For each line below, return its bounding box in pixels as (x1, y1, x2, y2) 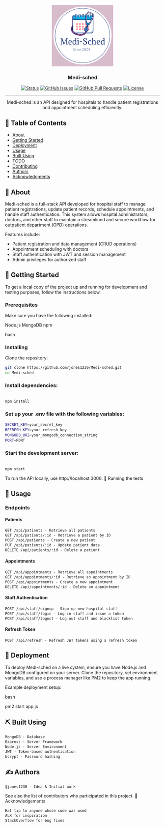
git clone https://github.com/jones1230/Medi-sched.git (5, 365, 122, 370)
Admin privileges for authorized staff (12, 256, 87, 263)
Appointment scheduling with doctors (12, 246, 88, 252)
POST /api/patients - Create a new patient (5, 538, 96, 543)
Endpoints (5, 504, 30, 511)
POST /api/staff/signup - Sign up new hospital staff (5, 606, 118, 611)
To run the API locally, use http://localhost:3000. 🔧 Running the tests (5, 475, 143, 481)
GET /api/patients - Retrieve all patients (5, 528, 96, 533)
